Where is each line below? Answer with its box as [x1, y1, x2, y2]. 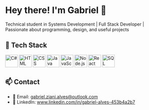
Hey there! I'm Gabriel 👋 [5, 5, 107, 16]
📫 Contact [5, 78, 40, 86]
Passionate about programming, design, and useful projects [5, 26, 129, 32]
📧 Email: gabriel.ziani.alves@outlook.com [12, 93, 98, 99]
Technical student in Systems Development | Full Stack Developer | [5, 21, 144, 27]
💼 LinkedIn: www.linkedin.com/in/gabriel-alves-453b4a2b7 [12, 99, 135, 105]
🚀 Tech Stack [5, 41, 47, 50]
